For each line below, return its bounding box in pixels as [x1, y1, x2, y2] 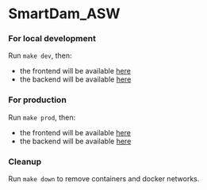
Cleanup [8, 156, 42, 167]
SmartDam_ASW [8, 5, 121, 23]
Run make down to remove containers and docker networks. [8, 174, 200, 184]
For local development [8, 33, 97, 44]
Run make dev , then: [8, 51, 73, 60]
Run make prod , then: [8, 112, 76, 122]
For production [8, 94, 67, 105]
